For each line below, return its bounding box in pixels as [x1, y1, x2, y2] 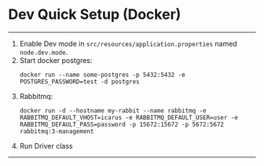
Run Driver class [19, 141, 73, 150]
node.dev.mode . [19, 47, 68, 57]
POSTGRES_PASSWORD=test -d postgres [19, 77, 140, 86]
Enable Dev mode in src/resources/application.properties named [19, 39, 237, 48]
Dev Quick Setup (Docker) [8, 6, 181, 24]
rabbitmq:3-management [19, 127, 94, 135]
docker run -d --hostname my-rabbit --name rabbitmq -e [19, 106, 207, 115]
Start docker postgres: [19, 55, 93, 65]
